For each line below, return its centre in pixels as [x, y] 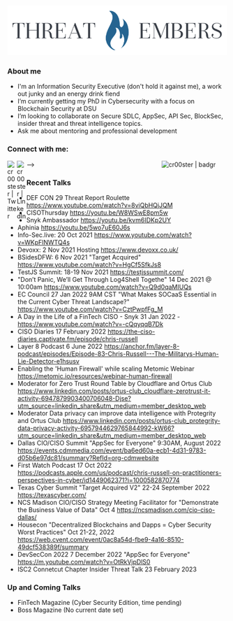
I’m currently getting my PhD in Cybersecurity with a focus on [106, 101]
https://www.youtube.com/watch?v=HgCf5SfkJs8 [89, 264]
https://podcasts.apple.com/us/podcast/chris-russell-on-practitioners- [119, 472]
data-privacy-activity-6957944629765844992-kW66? [96, 428]
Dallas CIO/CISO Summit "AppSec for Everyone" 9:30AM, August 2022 [119, 443]
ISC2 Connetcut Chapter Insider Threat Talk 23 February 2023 [107, 569]
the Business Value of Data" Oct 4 [66, 510]
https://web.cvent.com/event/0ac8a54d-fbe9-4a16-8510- [100, 539]
